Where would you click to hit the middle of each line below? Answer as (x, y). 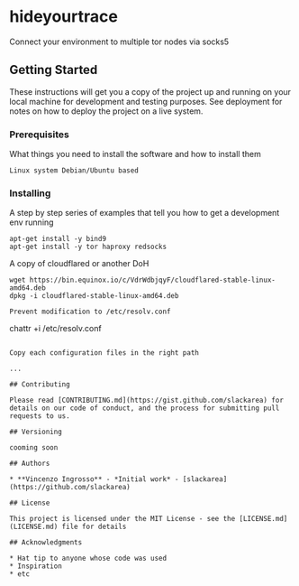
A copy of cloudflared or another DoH (79, 264)
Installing (30, 193)
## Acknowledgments (46, 543)
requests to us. (40, 416)
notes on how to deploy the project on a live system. (106, 111)
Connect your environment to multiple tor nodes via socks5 (119, 42)
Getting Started (54, 70)
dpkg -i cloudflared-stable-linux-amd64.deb (94, 296)
